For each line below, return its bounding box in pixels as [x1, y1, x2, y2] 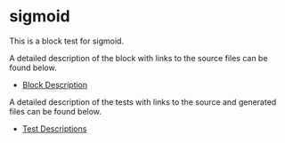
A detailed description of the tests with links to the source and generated [9, 96, 277, 107]
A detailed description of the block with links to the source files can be [9, 52, 268, 63]
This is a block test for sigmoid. [9, 36, 125, 46]
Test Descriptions [21, 123, 87, 134]
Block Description [21, 79, 88, 90]
